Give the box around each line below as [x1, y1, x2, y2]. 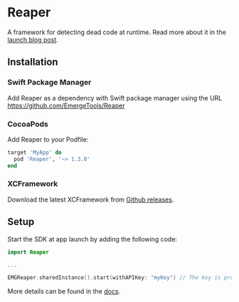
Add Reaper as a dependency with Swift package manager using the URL [7, 93, 223, 102]
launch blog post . [7, 35, 58, 43]
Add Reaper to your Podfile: [7, 135, 89, 143]
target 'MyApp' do [7, 149, 62, 156]
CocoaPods [7, 119, 48, 129]
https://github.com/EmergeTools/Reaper [7, 101, 126, 110]
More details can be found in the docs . [7, 287, 121, 296]
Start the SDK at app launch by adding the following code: [7, 234, 178, 243]
